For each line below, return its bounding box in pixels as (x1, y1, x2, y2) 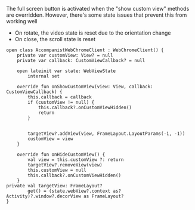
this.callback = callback (27, 94, 92, 100)
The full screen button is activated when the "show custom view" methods (6, 5, 190, 12)
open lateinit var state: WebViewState (17, 68, 116, 74)
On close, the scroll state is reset (14, 36, 96, 42)
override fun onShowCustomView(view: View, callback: (17, 84, 153, 89)
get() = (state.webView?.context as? (27, 188, 121, 194)
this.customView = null (27, 167, 86, 173)
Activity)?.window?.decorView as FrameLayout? (6, 193, 124, 199)
